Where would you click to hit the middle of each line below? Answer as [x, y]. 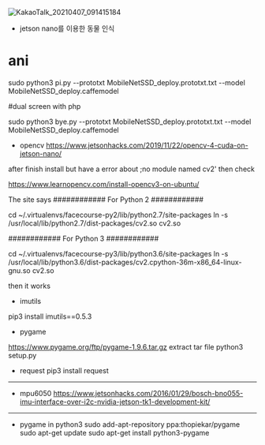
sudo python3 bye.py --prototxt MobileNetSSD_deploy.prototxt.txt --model [130, 122]
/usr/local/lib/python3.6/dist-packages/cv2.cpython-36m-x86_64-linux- [125, 262]
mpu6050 [35, 393]
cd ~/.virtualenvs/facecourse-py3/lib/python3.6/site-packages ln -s [118, 253]
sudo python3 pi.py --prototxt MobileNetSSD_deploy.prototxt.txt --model [127, 82]
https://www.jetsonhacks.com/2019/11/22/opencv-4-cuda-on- [147, 145]
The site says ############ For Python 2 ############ [106, 199]
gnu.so [19, 270]
